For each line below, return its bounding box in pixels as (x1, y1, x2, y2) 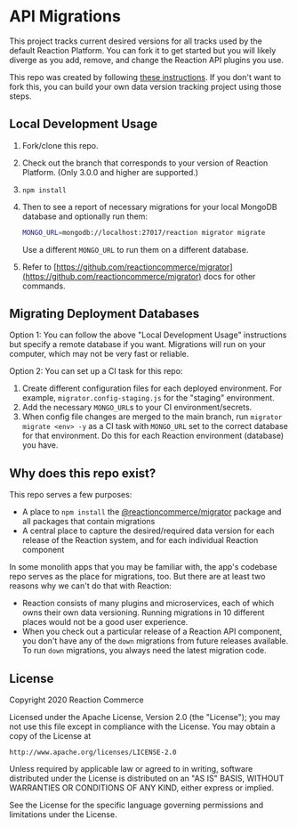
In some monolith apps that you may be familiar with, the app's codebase (9, 562, 277, 572)
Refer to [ (21, 261, 57, 272)
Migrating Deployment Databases (9, 306, 200, 321)
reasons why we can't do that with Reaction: (9, 580, 172, 591)
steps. (9, 91, 32, 101)
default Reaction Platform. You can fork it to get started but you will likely (9, 45, 277, 55)
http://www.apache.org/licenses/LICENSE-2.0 (9, 748, 177, 758)
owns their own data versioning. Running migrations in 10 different (21, 607, 265, 618)
